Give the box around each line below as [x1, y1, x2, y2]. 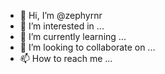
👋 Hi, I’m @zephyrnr [19, 10, 103, 21]
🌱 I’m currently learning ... [19, 31, 127, 42]
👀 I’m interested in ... [19, 20, 105, 32]
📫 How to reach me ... [19, 53, 113, 64]
